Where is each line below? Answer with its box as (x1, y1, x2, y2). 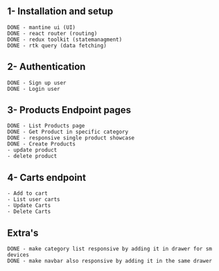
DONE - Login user (7, 85, 60, 92)
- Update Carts (7, 202, 51, 209)
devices (7, 252, 30, 259)
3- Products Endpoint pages (7, 104, 132, 116)
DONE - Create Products (7, 141, 76, 148)
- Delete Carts (7, 208, 51, 216)
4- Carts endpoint (7, 171, 87, 183)
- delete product (7, 152, 58, 160)
